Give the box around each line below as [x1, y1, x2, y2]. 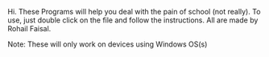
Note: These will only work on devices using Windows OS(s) [7, 39, 208, 49]
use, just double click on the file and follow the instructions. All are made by [7, 15, 259, 25]
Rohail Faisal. [7, 24, 52, 33]
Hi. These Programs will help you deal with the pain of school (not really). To [7, 7, 261, 16]
